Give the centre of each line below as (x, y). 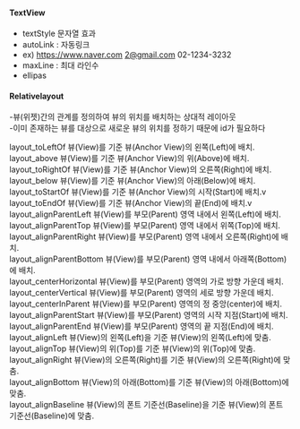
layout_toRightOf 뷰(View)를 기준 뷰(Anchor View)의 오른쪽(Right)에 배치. (141, 169)
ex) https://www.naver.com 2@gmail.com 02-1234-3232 (127, 55)
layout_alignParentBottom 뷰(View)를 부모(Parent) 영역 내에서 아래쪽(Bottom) (148, 259)
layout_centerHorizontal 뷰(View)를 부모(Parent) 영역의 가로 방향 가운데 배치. (146, 281)
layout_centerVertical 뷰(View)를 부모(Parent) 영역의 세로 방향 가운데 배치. (141, 293)
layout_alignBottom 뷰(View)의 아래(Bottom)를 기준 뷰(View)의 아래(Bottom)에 (149, 382)
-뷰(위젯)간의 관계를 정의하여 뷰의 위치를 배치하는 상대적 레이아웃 (123, 117)
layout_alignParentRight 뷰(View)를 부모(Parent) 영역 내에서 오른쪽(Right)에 (144, 236)
